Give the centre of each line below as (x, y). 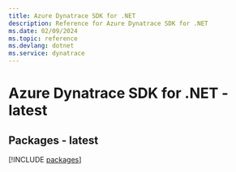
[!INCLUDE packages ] (45, 159)
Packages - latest (54, 140)
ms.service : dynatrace (47, 53)
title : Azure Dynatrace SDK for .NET (72, 16)
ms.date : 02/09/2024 (43, 31)
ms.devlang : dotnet (41, 46)
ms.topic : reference (43, 38)
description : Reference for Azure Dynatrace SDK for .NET (108, 23)
